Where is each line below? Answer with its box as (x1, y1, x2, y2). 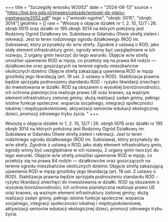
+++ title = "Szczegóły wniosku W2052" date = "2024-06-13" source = (5, 5, 153, 10)
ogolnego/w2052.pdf (5, 15, 49, 21)
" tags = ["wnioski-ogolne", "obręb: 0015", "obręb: (49, 15, 152, 21)
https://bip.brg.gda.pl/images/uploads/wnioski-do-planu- (7, 10, 126, 16)
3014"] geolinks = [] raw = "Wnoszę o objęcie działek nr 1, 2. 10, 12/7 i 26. (5, 20, 157, 26)
